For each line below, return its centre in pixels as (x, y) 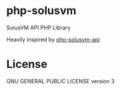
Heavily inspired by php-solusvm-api (53, 39)
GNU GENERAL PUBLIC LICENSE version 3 (60, 81)
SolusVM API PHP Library (38, 28)
